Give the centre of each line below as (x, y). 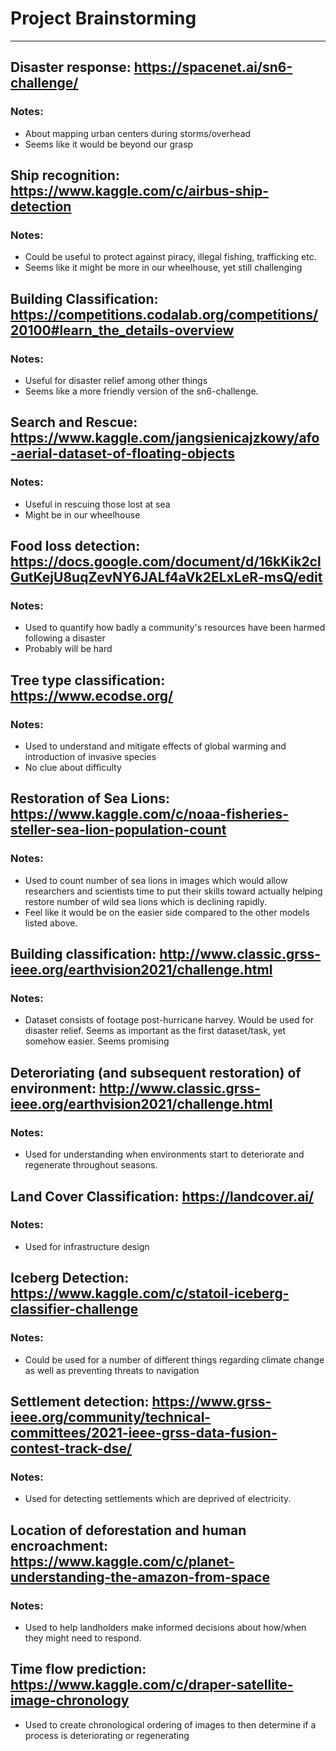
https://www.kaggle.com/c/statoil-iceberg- (150, 1293)
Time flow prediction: (78, 1669)
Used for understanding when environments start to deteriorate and (164, 1154)
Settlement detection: (80, 1401)
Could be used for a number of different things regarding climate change (174, 1359)
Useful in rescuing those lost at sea (97, 504)
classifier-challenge (74, 1309)
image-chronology (70, 1700)
